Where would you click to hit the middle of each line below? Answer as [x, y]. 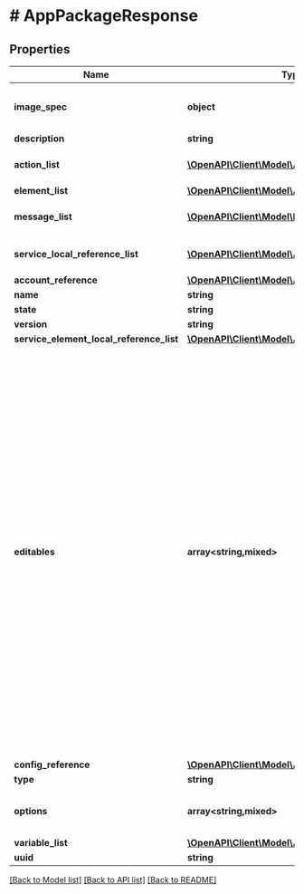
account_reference [56, 280]
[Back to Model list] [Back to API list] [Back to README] [113, 880]
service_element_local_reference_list [96, 339]
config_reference [52, 764]
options [31, 811]
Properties [40, 49]
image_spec [41, 107]
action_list [37, 164]
